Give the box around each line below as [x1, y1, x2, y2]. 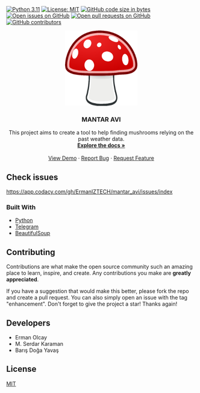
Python [14, 217, 33, 224]
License [6, 364, 37, 374]
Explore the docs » [77, 142, 125, 149]
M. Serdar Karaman [14, 341, 64, 348]
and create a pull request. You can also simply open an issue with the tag [6, 294, 188, 301]
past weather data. [78, 136, 125, 143]
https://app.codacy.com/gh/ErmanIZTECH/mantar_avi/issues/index [6, 188, 173, 195]
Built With [6, 203, 36, 212]
